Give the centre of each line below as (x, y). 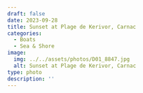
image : (17, 53)
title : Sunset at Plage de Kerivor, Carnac (72, 27)
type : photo (25, 72)
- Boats (25, 40)
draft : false (26, 14)
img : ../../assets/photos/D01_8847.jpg (72, 59)
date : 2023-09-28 (33, 20)
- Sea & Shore (34, 46)
